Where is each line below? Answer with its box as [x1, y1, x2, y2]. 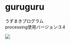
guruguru [5, 1, 45, 13]
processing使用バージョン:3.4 [5, 24, 66, 30]
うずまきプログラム [5, 18, 44, 24]
